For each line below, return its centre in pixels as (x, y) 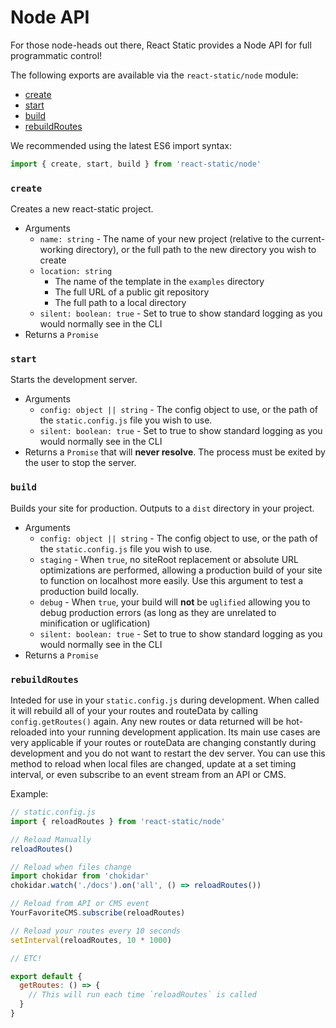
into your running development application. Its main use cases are (185, 732)
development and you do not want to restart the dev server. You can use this (168, 753)
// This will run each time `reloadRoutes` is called (142, 995)
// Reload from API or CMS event (80, 904)
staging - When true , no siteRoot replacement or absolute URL (169, 559)
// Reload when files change (71, 867)
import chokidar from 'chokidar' (80, 876)
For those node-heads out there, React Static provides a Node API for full (161, 45)
